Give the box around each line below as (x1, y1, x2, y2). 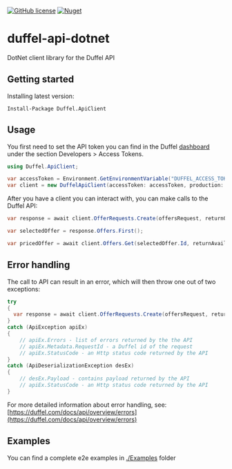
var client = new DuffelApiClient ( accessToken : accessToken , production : (7, 182, 224, 189)
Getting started (7, 73, 75, 86)
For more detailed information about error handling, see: (7, 401, 167, 409)
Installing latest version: (7, 92, 75, 100)
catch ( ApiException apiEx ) (7, 324, 88, 331)
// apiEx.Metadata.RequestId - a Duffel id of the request (19, 343, 193, 350)
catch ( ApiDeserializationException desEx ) (7, 363, 135, 370)
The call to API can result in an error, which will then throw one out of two (7, 277, 216, 286)
